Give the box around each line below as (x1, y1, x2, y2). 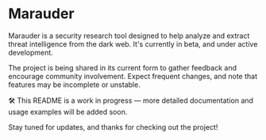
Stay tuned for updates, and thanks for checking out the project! (8, 122, 218, 131)
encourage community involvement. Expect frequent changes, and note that (8, 71, 258, 81)
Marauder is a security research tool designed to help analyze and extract (8, 31, 250, 40)
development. (8, 47, 53, 57)
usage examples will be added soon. (8, 107, 128, 116)
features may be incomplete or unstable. (8, 80, 141, 89)
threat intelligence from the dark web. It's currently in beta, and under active (8, 39, 258, 48)
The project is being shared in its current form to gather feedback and (8, 62, 237, 72)
